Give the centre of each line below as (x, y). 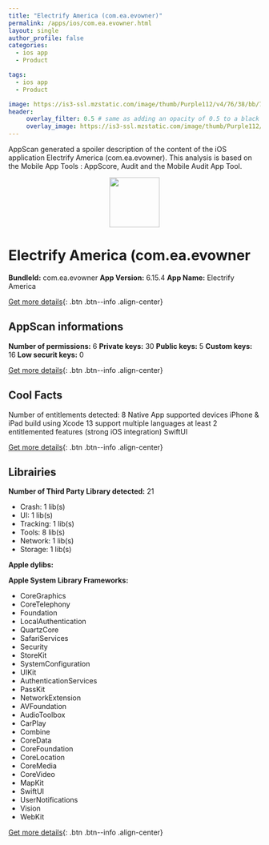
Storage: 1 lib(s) (46, 550)
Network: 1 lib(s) (47, 541)
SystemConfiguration (55, 664)
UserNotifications (49, 800)
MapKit (32, 783)
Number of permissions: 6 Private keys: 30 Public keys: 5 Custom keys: (130, 346)
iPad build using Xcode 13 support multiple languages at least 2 (113, 423)
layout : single (34, 30)
